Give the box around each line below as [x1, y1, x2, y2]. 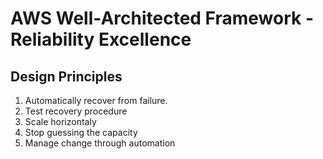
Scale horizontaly [24, 116, 97, 127]
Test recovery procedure [24, 105, 128, 117]
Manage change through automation [24, 137, 176, 149]
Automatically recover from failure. [24, 95, 168, 106]
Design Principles [10, 68, 123, 85]
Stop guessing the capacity [24, 127, 138, 138]
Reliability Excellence [10, 28, 192, 51]
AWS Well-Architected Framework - [10, 7, 315, 30]
